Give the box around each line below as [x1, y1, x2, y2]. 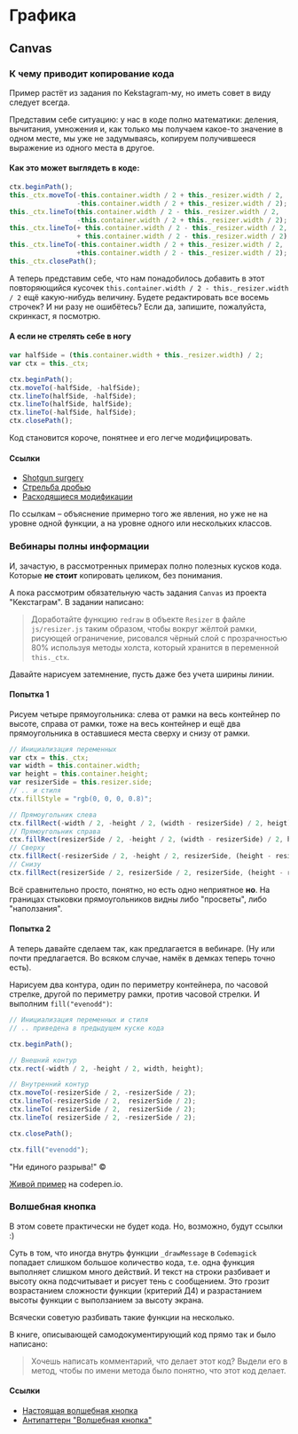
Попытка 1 [9, 689, 50, 700]
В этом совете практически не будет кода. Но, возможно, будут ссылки [9, 1221, 284, 1231]
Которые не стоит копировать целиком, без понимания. [9, 570, 223, 580]
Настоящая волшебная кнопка [21, 1406, 138, 1416]
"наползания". [9, 903, 63, 913]
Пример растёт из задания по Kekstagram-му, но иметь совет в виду [9, 87, 271, 98]
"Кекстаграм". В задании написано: [9, 596, 145, 607]
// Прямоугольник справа [9, 827, 101, 836]
